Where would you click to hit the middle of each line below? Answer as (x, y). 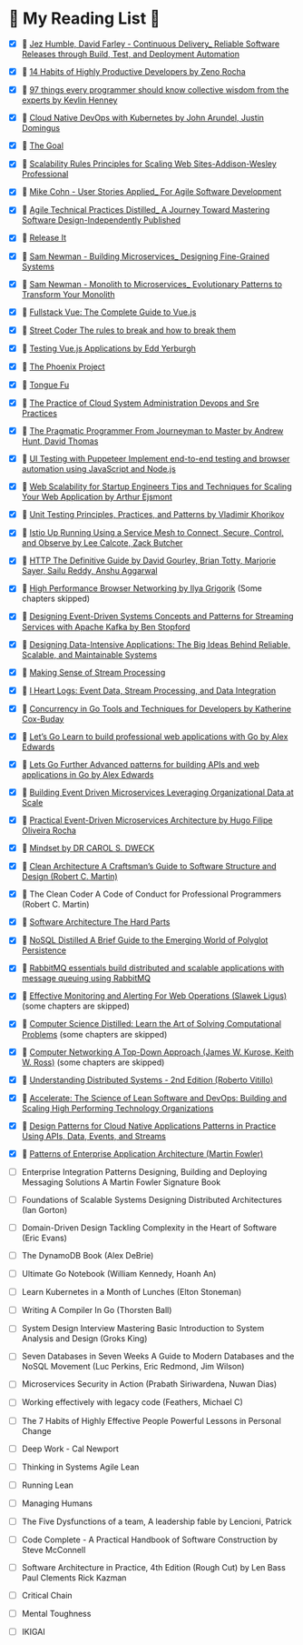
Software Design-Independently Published (101, 220)
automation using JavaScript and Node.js (98, 469)
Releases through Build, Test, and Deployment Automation (130, 54)
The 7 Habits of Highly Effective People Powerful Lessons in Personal (151, 1420)
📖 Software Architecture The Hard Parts (96, 922)
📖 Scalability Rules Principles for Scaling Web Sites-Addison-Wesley (149, 164)
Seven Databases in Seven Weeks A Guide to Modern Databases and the (158, 1356)
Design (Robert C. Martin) (70, 877)
